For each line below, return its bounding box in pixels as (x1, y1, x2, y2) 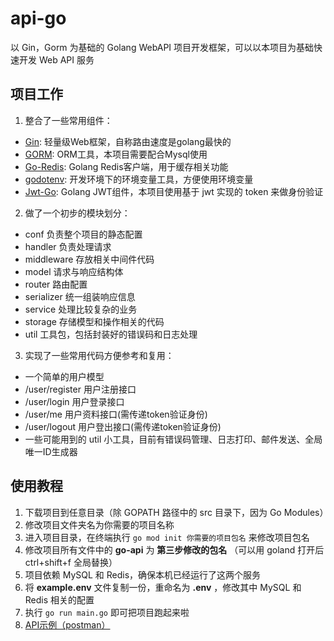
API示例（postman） (24, 618, 111, 631)
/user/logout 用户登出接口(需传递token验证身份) (24, 420, 222, 432)
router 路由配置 (24, 278, 88, 290)
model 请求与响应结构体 (24, 265, 124, 277)
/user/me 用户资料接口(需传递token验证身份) (24, 408, 208, 420)
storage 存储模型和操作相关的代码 (24, 315, 165, 327)
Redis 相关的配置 (24, 593, 95, 606)
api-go (10, 7, 67, 30)
